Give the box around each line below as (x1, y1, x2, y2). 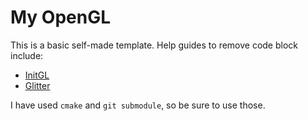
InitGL (24, 69, 50, 81)
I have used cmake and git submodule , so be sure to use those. (10, 99, 266, 111)
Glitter (24, 79, 51, 91)
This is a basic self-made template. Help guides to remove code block (10, 39, 299, 51)
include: (10, 49, 44, 61)
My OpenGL (10, 6, 112, 29)
